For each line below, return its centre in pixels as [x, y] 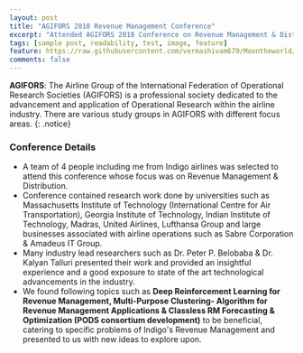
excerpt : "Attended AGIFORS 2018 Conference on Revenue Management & [143, 34]
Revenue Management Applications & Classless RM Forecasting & [148, 311]
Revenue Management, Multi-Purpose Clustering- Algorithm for [145, 301]
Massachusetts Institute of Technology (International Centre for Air [147, 205]
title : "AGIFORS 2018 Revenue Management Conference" [113, 26]
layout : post [34, 18]
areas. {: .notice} [40, 124]
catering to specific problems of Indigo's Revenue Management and [148, 330]
